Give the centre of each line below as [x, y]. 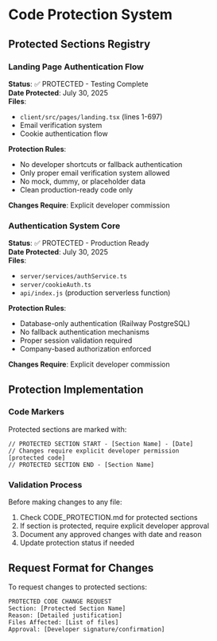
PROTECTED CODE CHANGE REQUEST [60, 601]
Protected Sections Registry [79, 44]
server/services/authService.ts [73, 277]
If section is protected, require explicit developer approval [114, 526]
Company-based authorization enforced [85, 349]
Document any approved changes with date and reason [110, 534]
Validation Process [45, 484]
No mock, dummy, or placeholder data [82, 181]
